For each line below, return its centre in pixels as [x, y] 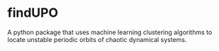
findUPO [33, 13]
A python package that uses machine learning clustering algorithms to [110, 32]
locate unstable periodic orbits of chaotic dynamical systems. [97, 39]
